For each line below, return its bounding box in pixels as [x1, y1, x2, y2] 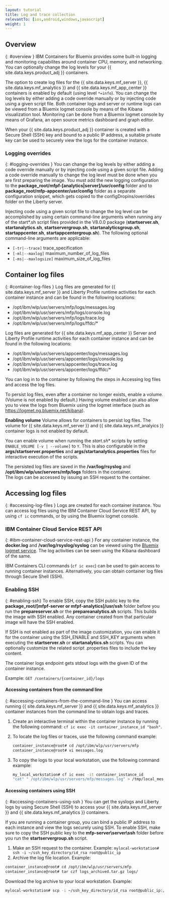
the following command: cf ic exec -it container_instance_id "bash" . [12, 724, 162, 730]
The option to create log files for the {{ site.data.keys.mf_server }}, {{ [5, 79, 148, 86]
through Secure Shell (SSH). [5, 573, 64, 580]
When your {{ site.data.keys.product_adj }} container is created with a [5, 126, 150, 133]
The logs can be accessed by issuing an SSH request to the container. [5, 474, 151, 480]
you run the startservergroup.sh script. [5, 835, 88, 842]
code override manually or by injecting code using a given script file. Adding [5, 167, 163, 173]
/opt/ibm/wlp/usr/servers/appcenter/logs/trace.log [12, 361, 118, 367]
